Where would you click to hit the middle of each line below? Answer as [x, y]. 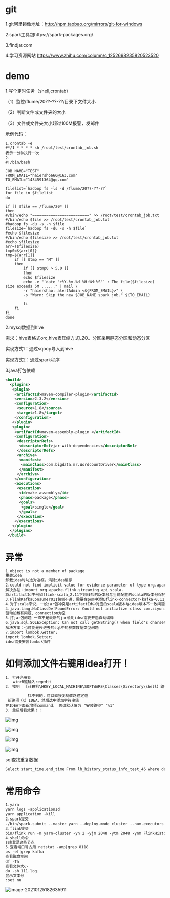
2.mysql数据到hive [25, 327]
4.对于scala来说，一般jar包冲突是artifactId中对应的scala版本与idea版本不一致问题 [85, 604]
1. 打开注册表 [18, 677]
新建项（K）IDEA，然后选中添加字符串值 [43, 700]
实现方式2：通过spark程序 [32, 359]
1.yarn [12, 805]
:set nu [13, 880]
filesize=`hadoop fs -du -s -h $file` [46, 228]
